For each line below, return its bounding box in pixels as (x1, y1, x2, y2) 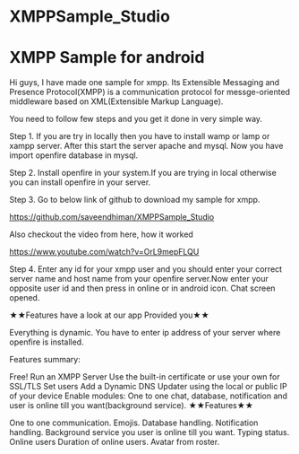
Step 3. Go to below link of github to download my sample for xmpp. (9, 195, 261, 205)
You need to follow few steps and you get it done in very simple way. (9, 114, 262, 125)
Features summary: (9, 354, 81, 365)
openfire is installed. (9, 336, 84, 347)
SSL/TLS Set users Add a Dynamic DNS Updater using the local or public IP (9, 381, 288, 392)
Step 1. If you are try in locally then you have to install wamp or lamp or (9, 131, 270, 142)
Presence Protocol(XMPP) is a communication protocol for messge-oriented (9, 87, 291, 98)
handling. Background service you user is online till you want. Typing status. (9, 427, 290, 438)
